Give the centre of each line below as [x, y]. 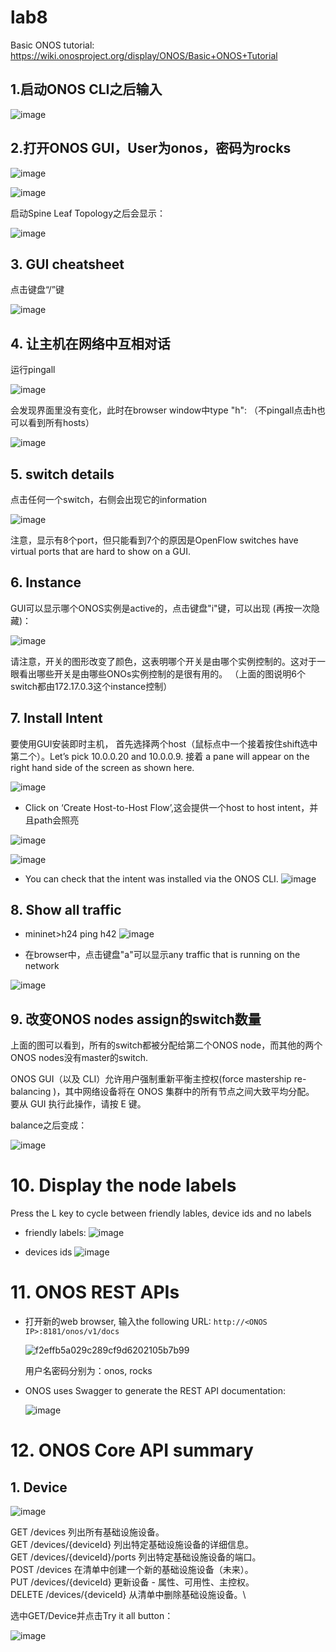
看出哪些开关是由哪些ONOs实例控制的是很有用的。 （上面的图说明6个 [162, 673]
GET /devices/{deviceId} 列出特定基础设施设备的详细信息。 [132, 1545]
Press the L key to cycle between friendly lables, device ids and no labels [161, 1213]
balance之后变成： [49, 1125]
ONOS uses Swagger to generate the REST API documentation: [155, 1391]
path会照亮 [56, 820]
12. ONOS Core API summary [132, 1450]
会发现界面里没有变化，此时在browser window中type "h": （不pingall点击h [163, 410]
